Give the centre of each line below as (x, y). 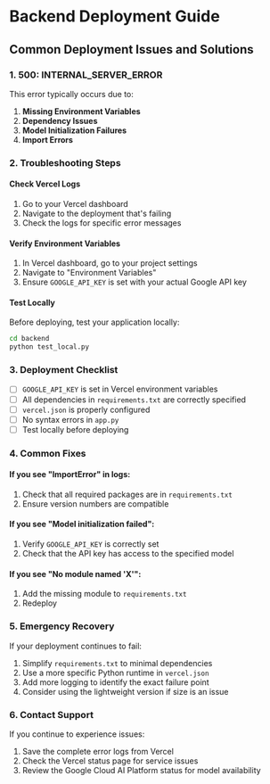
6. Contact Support (51, 714)
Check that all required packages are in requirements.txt (127, 494)
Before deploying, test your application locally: (94, 322)
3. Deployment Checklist (64, 370)
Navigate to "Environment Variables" (89, 273)
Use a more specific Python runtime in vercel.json (115, 673)
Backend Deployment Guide (115, 17)
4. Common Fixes (48, 453)
